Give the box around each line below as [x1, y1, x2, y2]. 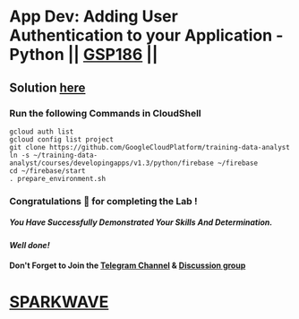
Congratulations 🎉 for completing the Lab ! [9, 194, 198, 207]
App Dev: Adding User [9, 6, 179, 27]
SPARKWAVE [9, 291, 109, 312]
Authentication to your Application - [9, 25, 284, 46]
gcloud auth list [9, 127, 74, 136]
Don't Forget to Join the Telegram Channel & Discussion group [9, 260, 246, 271]
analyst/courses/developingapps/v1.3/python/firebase [9, 159, 215, 168]
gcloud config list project [9, 134, 115, 144]
